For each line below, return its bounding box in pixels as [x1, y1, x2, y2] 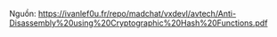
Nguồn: [9, 9, 37, 18]
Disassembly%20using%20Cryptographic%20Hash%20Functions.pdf [9, 18, 268, 28]
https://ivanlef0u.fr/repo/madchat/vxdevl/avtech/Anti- [38, 9, 237, 18]
